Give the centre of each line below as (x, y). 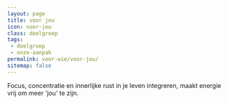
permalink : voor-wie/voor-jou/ (53, 59)
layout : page (26, 14)
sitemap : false (29, 66)
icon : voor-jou (29, 27)
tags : (15, 40)
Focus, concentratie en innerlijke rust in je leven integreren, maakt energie (114, 85)
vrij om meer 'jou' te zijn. (43, 93)
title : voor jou (31, 20)
